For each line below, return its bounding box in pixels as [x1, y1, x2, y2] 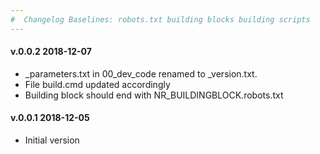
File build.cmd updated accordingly [24, 78, 171, 90]
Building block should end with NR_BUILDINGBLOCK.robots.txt [24, 89, 284, 101]
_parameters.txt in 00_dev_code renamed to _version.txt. [24, 67, 258, 80]
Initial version [24, 134, 80, 146]
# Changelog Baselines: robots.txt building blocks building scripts [10, 14, 311, 25]
